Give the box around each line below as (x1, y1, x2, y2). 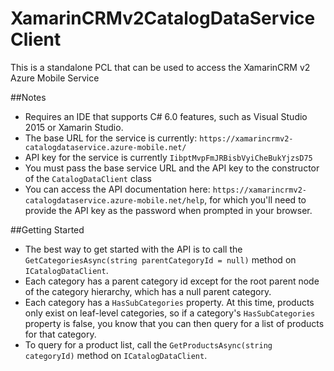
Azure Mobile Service (10, 72, 100, 84)
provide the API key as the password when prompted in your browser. (24, 204, 313, 216)
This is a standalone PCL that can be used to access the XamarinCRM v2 (10, 61, 311, 73)
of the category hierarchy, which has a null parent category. (24, 285, 272, 297)
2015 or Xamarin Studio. (24, 121, 124, 133)
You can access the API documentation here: (24, 183, 211, 195)
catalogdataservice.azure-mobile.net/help (24, 195, 205, 206)
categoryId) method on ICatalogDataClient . (24, 349, 208, 361)
